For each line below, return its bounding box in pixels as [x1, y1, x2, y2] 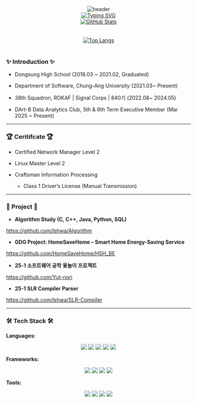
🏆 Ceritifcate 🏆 [6, 133, 54, 141]
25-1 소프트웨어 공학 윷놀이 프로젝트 [14, 262, 97, 269]
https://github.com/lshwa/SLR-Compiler [6, 296, 103, 303]
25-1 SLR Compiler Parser [14, 285, 79, 292]
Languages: [6, 332, 36, 339]
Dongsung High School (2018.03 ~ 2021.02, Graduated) [14, 71, 150, 78]
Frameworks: [6, 356, 39, 363]
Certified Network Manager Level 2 [14, 148, 100, 155]
